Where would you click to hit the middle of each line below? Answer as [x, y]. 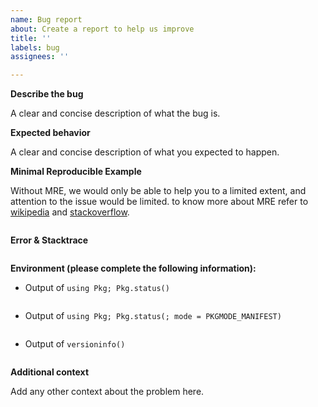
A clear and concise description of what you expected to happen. [145, 152]
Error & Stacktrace [49, 240]
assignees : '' [40, 57]
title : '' [31, 38]
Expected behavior [50, 133]
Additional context [50, 372]
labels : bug [35, 47]
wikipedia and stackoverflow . [70, 212]
